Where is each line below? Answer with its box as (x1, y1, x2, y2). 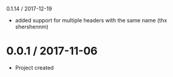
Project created (15, 64, 54, 71)
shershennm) (15, 23, 49, 30)
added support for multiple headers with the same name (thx (15, 17, 168, 23)
